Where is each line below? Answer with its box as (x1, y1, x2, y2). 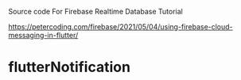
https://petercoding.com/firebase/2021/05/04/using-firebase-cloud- (8, 22, 233, 31)
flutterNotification (8, 59, 131, 76)
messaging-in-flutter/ (8, 31, 79, 40)
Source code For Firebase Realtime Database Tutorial (8, 7, 183, 16)
